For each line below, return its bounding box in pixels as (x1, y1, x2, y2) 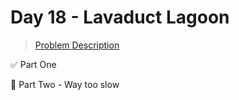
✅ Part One (10, 58, 57, 70)
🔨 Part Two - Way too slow (10, 78, 120, 90)
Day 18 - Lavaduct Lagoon (10, 6, 230, 29)
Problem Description (34, 39, 120, 51)
